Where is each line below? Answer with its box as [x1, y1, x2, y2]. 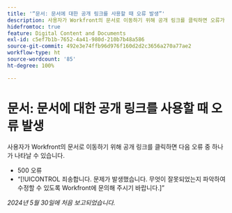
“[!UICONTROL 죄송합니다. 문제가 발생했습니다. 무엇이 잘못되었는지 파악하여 [17, 175, 226, 183]
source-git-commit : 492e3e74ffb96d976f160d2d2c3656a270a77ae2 [7, 43, 192, 50]
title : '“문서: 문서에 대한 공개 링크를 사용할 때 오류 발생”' [7, 10, 165, 17]
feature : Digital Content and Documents [7, 29, 127, 37]
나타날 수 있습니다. [14, 151, 65, 159]
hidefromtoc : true [7, 23, 61, 30]
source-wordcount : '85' [7, 56, 77, 63]
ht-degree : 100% [7, 62, 54, 69]
